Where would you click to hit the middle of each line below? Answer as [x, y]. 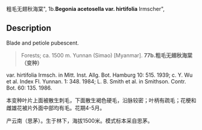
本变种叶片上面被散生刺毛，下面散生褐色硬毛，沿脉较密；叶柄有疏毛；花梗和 [101, 100]
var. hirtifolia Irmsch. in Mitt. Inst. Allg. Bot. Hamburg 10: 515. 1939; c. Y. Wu [99, 75]
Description [29, 28]
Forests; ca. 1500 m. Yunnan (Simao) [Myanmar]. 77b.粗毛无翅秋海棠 [107, 55]
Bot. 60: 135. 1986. [29, 88]
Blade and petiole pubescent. [43, 43]
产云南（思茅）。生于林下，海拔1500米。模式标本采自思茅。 [80, 120]
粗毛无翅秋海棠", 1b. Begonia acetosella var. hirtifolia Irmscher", [85, 9]
